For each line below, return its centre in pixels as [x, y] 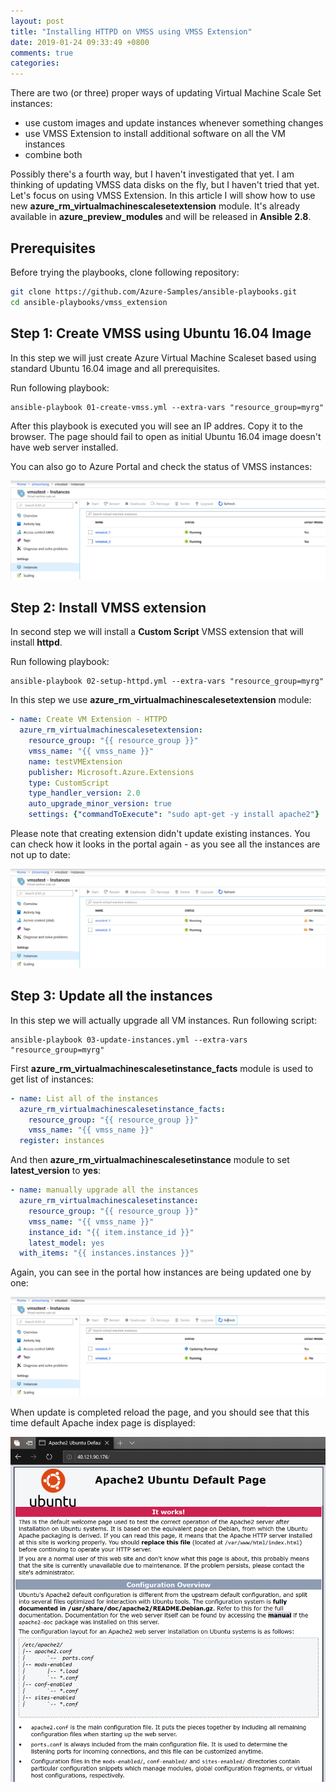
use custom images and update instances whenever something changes [174, 123]
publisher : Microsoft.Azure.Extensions [111, 772]
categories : [35, 63]
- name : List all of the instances [84, 1098]
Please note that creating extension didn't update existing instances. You [160, 834]
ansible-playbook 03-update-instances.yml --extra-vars [129, 1040]
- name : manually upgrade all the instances [104, 1190]
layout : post [37, 21]
